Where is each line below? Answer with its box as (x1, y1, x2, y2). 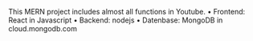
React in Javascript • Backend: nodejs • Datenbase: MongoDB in (8, 15, 223, 25)
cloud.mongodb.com (8, 24, 78, 33)
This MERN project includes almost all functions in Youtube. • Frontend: (8, 7, 246, 16)
